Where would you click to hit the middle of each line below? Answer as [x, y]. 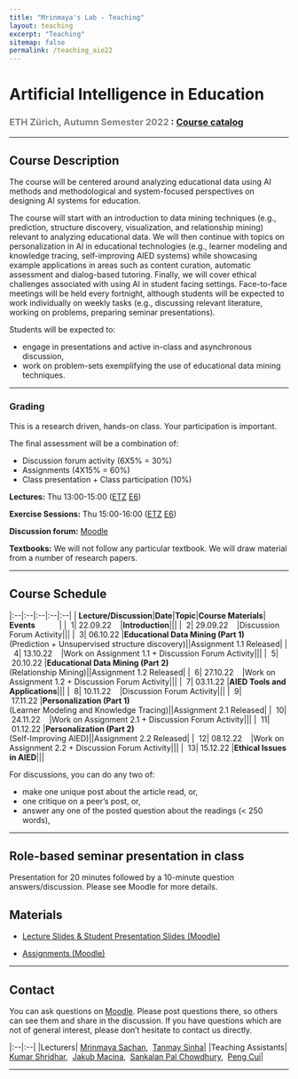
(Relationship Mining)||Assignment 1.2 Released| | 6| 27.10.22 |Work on [143, 672]
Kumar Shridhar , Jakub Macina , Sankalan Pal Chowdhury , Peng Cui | [137, 1056]
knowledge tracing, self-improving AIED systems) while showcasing [133, 256]
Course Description [64, 160]
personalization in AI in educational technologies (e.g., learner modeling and [149, 246]
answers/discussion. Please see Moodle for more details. [114, 887]
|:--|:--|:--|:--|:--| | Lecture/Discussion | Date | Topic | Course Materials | [137, 615]
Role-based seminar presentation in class [127, 855]
